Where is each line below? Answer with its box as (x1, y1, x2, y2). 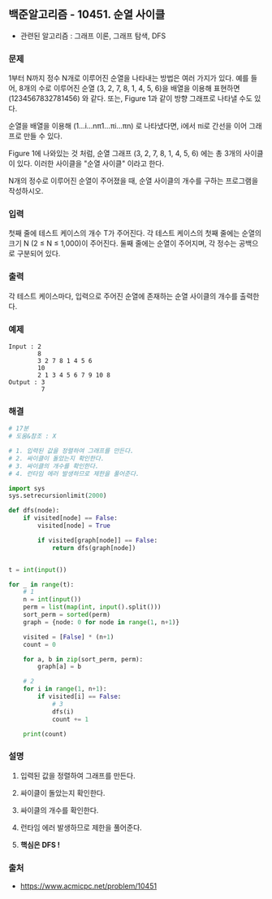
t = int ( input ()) (8, 565, 67, 574)
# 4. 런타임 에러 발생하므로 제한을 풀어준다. (8, 469, 140, 478)
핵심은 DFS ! (19, 840, 61, 849)
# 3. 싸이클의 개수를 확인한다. (8, 462, 99, 470)
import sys (8, 484, 45, 492)
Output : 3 (8, 378, 45, 386)
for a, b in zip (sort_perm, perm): (23, 655, 144, 663)
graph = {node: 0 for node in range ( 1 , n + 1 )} (23, 618, 180, 626)
